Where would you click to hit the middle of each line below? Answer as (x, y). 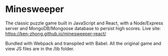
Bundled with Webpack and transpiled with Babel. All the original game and (83, 43)
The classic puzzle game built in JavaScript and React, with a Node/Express (84, 23)
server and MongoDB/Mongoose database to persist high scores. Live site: (83, 28)
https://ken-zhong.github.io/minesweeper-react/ (56, 33)
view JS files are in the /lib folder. (40, 48)
